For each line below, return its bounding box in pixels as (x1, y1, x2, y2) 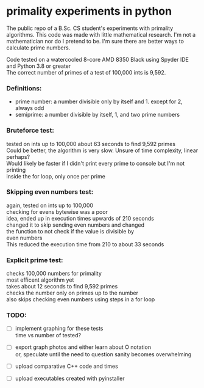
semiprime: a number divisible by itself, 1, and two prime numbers (15, 111, 180, 119)
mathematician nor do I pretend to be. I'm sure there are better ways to (6, 37, 185, 45)
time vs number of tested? (15, 332, 81, 339)
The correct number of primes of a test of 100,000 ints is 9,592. (6, 68, 166, 76)
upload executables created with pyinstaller (15, 375, 125, 382)
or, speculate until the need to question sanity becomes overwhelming (15, 350, 192, 358)
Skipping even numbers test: (6, 188, 94, 196)
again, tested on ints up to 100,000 (6, 202, 93, 209)
